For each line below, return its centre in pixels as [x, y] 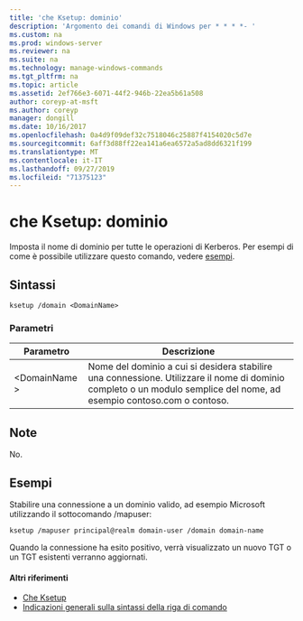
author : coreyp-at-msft [54, 102]
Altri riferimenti [39, 578]
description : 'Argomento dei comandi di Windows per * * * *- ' [133, 26]
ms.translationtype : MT [54, 152]
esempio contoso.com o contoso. [159, 401]
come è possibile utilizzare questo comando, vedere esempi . [122, 256]
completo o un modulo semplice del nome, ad [184, 389]
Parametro [47, 351]
